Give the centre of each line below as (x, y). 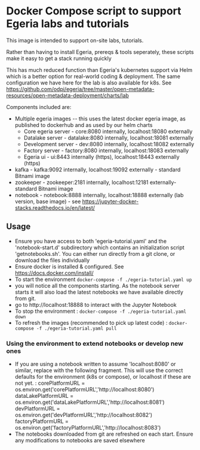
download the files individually (52, 260)
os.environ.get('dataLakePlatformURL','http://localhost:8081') (90, 402)
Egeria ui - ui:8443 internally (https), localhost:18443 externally (102, 156)
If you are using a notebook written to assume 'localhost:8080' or (95, 364)
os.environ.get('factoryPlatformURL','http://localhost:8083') (88, 428)
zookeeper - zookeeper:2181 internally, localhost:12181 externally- (96, 182)
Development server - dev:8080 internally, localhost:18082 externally (109, 144)
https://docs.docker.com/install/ (54, 273)
